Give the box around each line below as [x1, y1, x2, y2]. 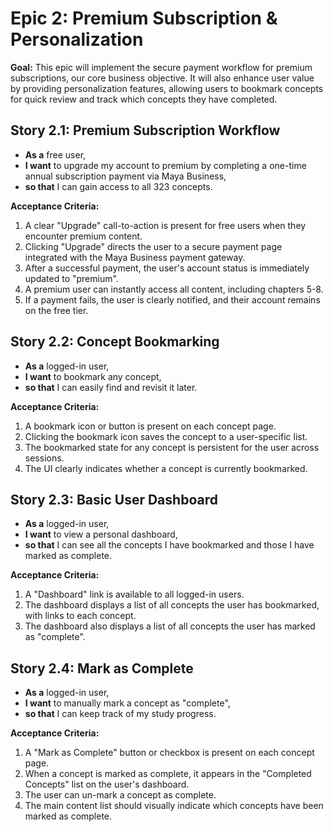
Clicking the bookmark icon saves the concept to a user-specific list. [24, 430, 308, 442]
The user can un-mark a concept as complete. [24, 789, 217, 801]
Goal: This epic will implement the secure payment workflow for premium [10, 61, 313, 73]
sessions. [24, 452, 65, 464]
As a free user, [24, 148, 87, 161]
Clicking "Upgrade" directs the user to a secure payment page [24, 240, 283, 252]
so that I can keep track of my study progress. [24, 708, 217, 720]
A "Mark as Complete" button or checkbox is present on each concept [24, 747, 315, 759]
